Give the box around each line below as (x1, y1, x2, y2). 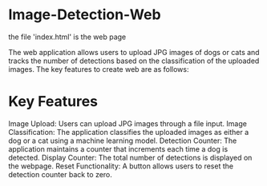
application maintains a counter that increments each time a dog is (8, 144, 229, 153)
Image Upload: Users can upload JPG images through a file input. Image (8, 118, 247, 129)
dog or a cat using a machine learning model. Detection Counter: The (8, 136, 237, 145)
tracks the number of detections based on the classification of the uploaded (8, 56, 260, 65)
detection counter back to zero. (8, 169, 112, 179)
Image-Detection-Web (8, 6, 162, 24)
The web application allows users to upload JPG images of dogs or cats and (8, 47, 260, 57)
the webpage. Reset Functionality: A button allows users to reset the (8, 161, 234, 171)
